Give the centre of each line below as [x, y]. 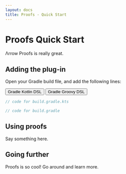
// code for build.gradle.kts [37, 102]
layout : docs [19, 10]
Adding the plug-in [35, 69]
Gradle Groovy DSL [66, 92]
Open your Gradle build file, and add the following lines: [63, 82]
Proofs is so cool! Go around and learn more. [52, 166]
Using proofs [26, 127]
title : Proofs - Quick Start [36, 15]
